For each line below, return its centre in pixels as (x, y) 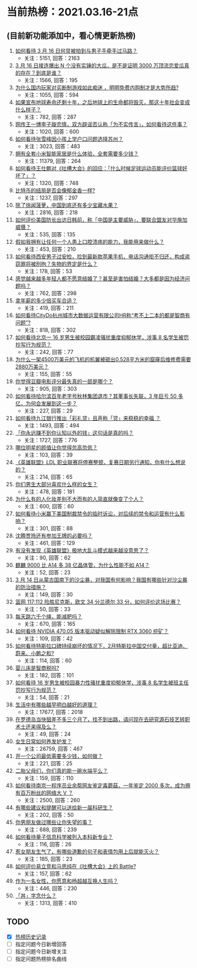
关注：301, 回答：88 (48, 528)
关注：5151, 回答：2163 (52, 58)
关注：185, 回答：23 (48, 859)
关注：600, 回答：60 (49, 506)
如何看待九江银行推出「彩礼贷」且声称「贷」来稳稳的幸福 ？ (88, 418)
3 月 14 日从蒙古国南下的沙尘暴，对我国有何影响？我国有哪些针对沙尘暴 (101, 580)
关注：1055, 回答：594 (51, 95)
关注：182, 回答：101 (49, 675)
